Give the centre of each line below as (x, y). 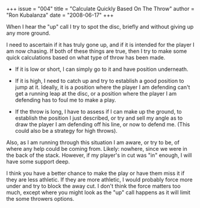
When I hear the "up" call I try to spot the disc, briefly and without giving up (100, 27)
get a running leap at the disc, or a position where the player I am (95, 93)
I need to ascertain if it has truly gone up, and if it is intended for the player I (100, 45)
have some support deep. (38, 161)
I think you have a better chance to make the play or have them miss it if (95, 173)
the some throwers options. (40, 199)
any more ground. (28, 33)
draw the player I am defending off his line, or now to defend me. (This (102, 124)
